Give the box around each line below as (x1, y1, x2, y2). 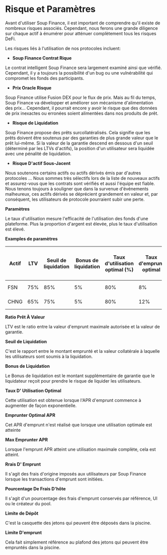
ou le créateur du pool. (5, 500, 52, 506)
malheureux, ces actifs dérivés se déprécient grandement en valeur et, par (5, 191, 158, 197)
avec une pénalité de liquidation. (5, 151, 72, 157)
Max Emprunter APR (5, 436, 48, 443)
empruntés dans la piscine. (5, 544, 61, 550)
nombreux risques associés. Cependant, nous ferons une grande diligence (5, 25, 158, 31)
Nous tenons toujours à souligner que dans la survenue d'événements (5, 185, 149, 192)
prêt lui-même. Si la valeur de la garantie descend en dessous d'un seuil (5, 140, 153, 146)
